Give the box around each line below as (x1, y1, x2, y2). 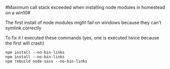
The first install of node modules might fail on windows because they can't (5, 20, 162, 25)
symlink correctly (5, 25, 42, 31)
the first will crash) (5, 40, 45, 46)
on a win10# (5, 10, 31, 16)
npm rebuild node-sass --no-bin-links (5, 59, 88, 64)
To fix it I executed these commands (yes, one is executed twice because (5, 35, 159, 41)
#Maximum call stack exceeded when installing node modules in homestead (5, 5, 165, 10)
